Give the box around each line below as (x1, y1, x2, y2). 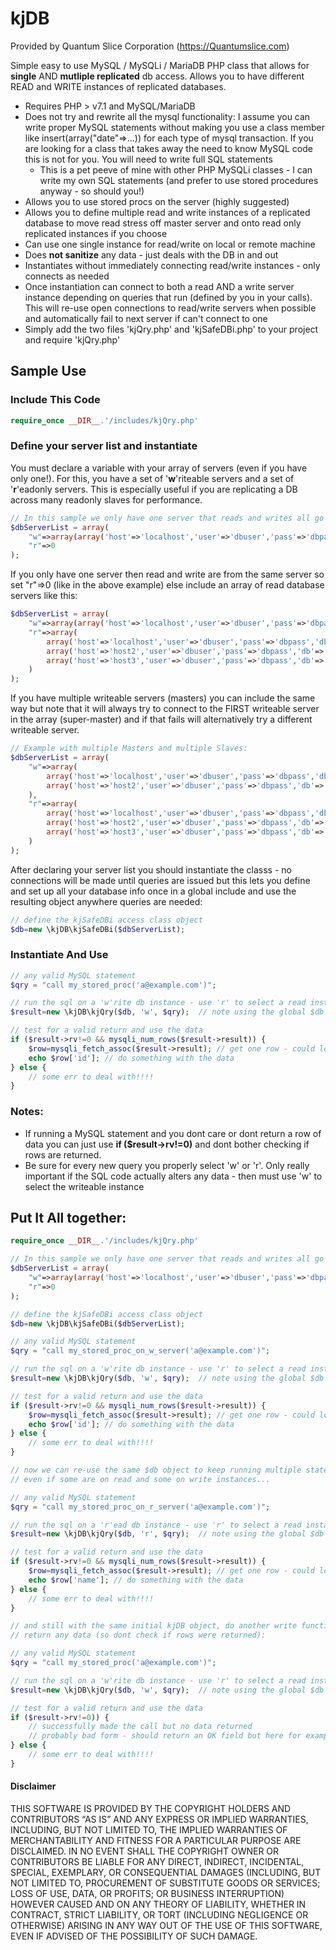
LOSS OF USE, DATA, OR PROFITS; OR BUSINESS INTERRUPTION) (10, 1888, 285, 1900)
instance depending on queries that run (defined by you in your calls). (24, 291, 313, 303)
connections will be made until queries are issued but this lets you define (10, 874, 311, 886)
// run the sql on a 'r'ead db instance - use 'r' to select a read (10, 1520, 302, 1530)
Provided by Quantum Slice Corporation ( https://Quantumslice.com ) (10, 40, 290, 52)
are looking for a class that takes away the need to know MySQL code (24, 142, 313, 154)
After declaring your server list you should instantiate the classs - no (10, 863, 292, 876)
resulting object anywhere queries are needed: (10, 895, 203, 907)
